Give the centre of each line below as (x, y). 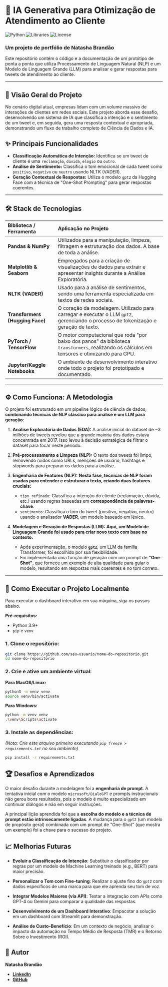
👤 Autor (17, 952)
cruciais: (22, 486)
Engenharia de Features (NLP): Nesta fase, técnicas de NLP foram (82, 476)
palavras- (144, 501)
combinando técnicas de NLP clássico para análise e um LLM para (75, 415)
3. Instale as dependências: (39, 733)
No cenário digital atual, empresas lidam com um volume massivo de (76, 107)
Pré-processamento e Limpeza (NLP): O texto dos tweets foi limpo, (82, 455)
